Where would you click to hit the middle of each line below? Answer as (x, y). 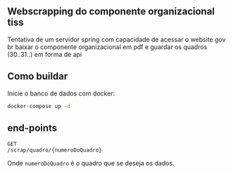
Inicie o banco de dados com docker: (61, 93)
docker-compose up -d (39, 106)
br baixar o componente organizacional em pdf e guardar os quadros (107, 47)
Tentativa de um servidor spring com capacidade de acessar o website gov (117, 39)
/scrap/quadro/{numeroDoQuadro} (55, 150)
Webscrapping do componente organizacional (111, 12)
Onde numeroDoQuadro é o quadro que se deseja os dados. (91, 163)
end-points (32, 128)
